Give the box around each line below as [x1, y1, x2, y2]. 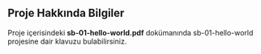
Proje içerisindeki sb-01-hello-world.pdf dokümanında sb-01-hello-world [7, 27, 254, 37]
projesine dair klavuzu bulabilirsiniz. [7, 36, 127, 46]
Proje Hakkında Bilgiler [7, 6, 125, 20]
